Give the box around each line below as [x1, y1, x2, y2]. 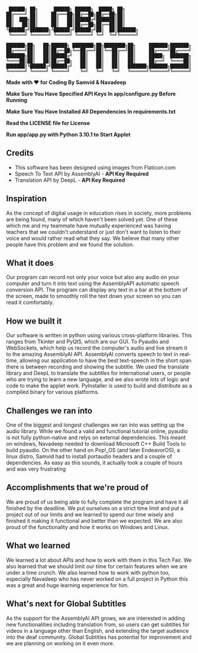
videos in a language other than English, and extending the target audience [6, 627, 189, 634]
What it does [6, 258, 54, 268]
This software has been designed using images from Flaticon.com [14, 164, 176, 171]
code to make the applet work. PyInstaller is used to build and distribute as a [6, 382, 192, 389]
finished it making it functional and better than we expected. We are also [6, 517, 183, 524]
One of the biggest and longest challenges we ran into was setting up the [6, 421, 184, 428]
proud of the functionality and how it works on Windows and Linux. [6, 523, 170, 530]
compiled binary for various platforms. [6, 389, 99, 396]
